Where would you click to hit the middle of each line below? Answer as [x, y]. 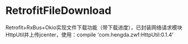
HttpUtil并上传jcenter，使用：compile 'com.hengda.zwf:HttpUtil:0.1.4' [90, 34]
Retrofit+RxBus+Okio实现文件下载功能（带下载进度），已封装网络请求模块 [94, 27]
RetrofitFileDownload [58, 11]
